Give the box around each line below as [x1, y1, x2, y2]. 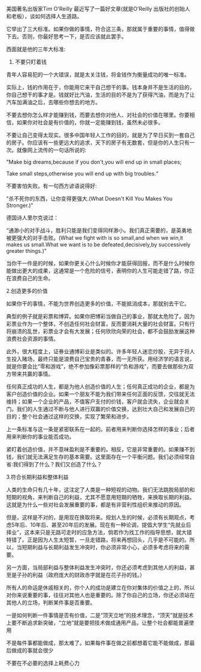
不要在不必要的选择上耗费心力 [6, 659, 80, 667]
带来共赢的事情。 [11, 370, 54, 377]
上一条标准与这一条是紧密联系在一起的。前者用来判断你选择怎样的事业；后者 [6, 426, 195, 432]
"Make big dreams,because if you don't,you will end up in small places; [6, 158, 182, 166]
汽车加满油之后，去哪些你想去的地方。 [6, 99, 100, 106]
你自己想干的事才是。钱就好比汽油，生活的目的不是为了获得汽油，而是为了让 [6, 91, 195, 98]
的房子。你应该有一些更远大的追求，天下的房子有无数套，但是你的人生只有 [6, 139, 190, 146]
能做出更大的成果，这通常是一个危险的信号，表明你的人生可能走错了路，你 [6, 267, 190, 274]
